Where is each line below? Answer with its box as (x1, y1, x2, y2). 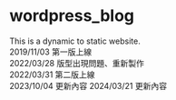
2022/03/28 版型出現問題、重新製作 (9, 57, 145, 68)
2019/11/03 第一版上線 (9, 46, 93, 57)
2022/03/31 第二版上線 (9, 69, 95, 80)
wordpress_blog (9, 5, 134, 26)
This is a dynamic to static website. (9, 35, 141, 46)
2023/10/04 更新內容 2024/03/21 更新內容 (9, 80, 168, 91)
